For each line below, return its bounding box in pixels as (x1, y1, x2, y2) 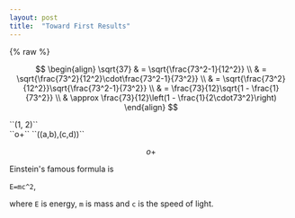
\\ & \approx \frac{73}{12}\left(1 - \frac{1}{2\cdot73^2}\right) (55, 92, 277, 103)
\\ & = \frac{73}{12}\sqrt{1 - (148, 83, 250, 93)
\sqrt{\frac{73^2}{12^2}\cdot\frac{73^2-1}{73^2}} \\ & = (16, 73, 221, 83)
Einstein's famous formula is (9, 163, 114, 174)
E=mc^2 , (9, 180, 36, 191)
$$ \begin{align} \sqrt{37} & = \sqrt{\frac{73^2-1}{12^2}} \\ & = (35, 64, 267, 74)
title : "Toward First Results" (9, 22, 130, 31)
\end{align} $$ (124, 101, 178, 112)
